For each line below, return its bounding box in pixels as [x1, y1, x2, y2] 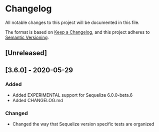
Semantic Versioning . [5, 34, 49, 40]
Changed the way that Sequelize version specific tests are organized [12, 121, 154, 127]
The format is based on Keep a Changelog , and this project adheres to [5, 29, 150, 35]
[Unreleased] [5, 49, 47, 57]
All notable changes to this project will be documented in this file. [5, 19, 140, 25]
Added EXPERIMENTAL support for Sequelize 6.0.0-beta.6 [12, 92, 133, 98]
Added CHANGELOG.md [12, 98, 63, 104]
